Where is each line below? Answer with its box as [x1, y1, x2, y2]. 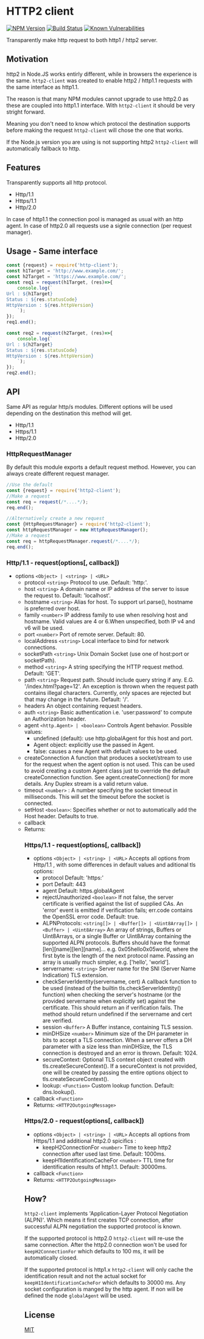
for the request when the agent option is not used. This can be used [24, 761, 195, 768]
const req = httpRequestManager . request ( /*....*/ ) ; [6, 538, 140, 545]
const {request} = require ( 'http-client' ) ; [6, 262, 119, 268]
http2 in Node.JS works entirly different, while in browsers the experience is [6, 70, 197, 78]
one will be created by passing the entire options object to [42, 1069, 189, 1076]
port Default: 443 [42, 881, 86, 888]
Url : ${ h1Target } [6, 290, 53, 297]
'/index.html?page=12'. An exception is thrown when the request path [24, 683, 199, 690]
